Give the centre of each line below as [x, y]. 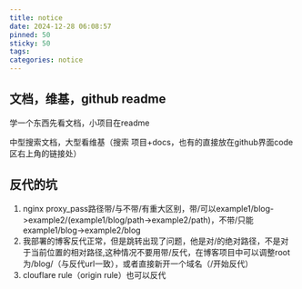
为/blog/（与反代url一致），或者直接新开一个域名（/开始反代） [138, 264]
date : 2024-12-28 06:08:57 [60, 26]
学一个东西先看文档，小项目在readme [80, 123]
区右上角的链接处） [45, 153]
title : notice [36, 18]
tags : [20, 52]
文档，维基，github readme [88, 100]
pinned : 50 [30, 35]
